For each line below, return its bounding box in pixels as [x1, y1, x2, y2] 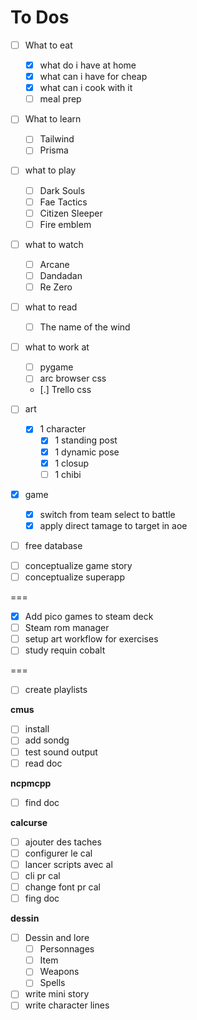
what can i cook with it [39, 82, 133, 94]
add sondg [24, 734, 70, 746]
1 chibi [54, 468, 82, 480]
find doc [24, 796, 60, 808]
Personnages [39, 943, 95, 955]
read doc [24, 757, 63, 769]
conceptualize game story [24, 559, 133, 571]
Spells [39, 977, 66, 989]
